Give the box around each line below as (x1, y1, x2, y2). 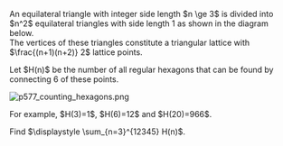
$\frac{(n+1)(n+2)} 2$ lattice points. (9, 47, 143, 58)
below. (9, 28, 34, 38)
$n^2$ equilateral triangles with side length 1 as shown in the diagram (9, 18, 269, 29)
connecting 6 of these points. (9, 74, 119, 85)
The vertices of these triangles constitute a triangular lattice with (9, 37, 250, 48)
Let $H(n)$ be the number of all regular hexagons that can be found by (9, 64, 274, 75)
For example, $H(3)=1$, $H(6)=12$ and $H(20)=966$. (9, 109, 212, 119)
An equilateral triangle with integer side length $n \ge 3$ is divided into (9, 9, 274, 19)
